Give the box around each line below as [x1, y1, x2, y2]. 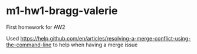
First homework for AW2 [6, 23, 65, 31]
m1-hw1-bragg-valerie [6, 4, 118, 18]
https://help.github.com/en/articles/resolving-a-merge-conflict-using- [20, 35, 191, 42]
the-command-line [6, 41, 52, 48]
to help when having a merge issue [52, 41, 138, 48]
